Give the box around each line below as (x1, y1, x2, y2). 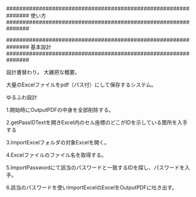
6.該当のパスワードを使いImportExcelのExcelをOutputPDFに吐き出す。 (6, 184, 177, 191)
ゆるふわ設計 (6, 94, 37, 101)
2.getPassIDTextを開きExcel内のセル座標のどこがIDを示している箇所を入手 (6, 119, 188, 126)
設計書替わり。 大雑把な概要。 (6, 69, 80, 76)
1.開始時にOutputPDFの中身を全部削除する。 (6, 106, 115, 113)
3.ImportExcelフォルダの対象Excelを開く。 (6, 139, 110, 146)
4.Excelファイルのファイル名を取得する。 (6, 151, 107, 159)
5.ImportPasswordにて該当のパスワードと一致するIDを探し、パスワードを (6, 164, 185, 171)
